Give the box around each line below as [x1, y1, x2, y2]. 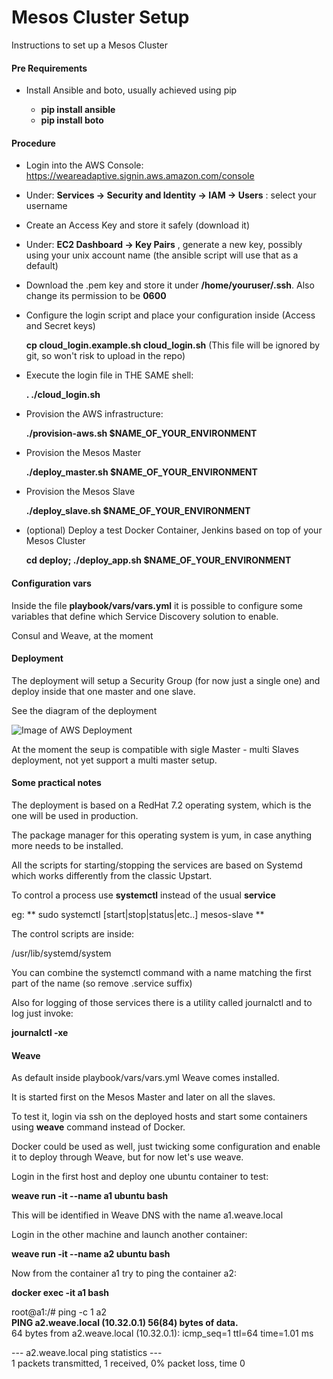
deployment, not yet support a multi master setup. [11, 754, 218, 766]
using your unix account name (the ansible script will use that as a [25, 249, 299, 261]
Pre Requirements [11, 62, 88, 74]
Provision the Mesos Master [25, 447, 142, 459]
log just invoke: [11, 1007, 74, 1019]
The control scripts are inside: [11, 927, 135, 940]
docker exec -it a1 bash [11, 1287, 109, 1299]
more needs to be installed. [11, 839, 124, 851]
